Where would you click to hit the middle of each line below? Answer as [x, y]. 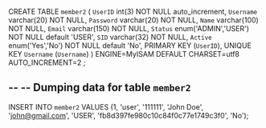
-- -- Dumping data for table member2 [100, 88]
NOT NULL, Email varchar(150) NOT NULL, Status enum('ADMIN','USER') [129, 28]
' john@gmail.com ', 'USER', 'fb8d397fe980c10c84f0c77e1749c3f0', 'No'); [129, 115]
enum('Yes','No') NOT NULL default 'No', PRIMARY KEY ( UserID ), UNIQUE [130, 46]
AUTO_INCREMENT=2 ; [47, 62]
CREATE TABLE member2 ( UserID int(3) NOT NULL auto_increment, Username [133, 12]
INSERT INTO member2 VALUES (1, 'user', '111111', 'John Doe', [106, 106]
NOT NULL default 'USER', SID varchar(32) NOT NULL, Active [110, 37]
